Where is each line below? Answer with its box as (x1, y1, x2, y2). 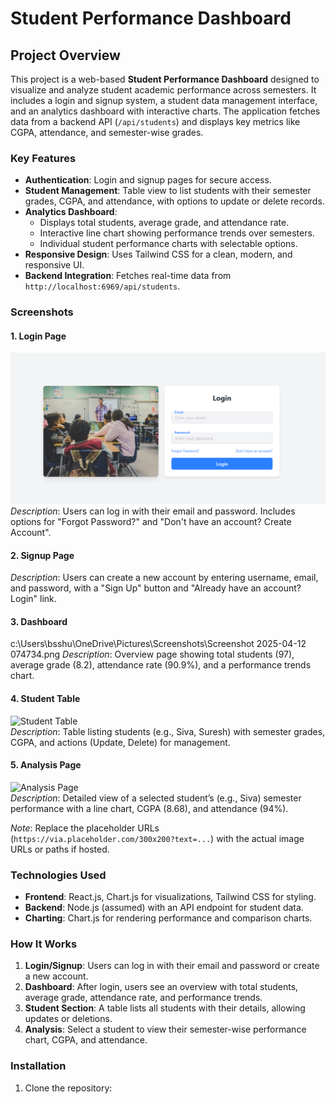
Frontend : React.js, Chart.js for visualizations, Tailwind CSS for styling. (24, 891, 317, 903)
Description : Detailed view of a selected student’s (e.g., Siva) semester (10, 792, 302, 804)
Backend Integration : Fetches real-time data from (24, 270, 232, 282)
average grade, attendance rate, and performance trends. (24, 992, 263, 1004)
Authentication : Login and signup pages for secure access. (24, 174, 272, 186)
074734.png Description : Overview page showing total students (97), (10, 648, 295, 661)
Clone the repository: (24, 1082, 113, 1094)
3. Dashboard (10, 615, 68, 627)
